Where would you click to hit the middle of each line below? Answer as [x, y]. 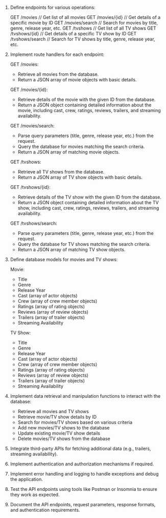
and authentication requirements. [45, 510]
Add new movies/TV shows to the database [64, 428]
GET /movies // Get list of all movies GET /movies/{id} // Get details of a [85, 17]
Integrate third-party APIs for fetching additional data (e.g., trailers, [80, 448]
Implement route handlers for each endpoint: [57, 54]
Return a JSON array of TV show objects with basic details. [80, 177]
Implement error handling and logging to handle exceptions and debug [84, 474]
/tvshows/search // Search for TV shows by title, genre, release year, [82, 39]
